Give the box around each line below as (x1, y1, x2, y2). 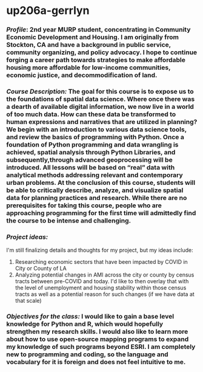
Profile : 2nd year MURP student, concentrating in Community (6, 26, 191, 34)
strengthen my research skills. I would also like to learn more (6, 328, 188, 336)
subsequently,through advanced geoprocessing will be (6, 156, 173, 164)
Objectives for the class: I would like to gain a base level (6, 312, 175, 321)
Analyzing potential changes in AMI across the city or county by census (15, 271, 195, 278)
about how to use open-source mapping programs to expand (6, 335, 189, 343)
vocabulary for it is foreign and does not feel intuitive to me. (6, 358, 186, 367)
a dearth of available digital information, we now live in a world (6, 103, 194, 111)
